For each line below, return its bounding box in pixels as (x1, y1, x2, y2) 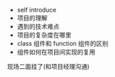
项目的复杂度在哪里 (16, 31, 72, 39)
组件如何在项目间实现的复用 (16, 48, 96, 56)
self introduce (16, 6, 57, 14)
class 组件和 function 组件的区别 (16, 40, 109, 47)
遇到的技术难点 (16, 22, 60, 30)
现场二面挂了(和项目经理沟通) (7, 63, 90, 70)
